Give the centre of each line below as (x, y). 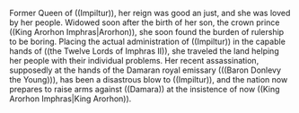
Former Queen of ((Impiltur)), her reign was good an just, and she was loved (150, 13)
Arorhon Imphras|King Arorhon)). (70, 99)
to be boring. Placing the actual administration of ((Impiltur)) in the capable (147, 41)
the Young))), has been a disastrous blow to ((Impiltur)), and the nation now (149, 79)
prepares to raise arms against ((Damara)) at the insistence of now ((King (145, 89)
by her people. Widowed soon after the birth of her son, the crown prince (145, 22)
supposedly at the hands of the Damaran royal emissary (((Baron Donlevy (145, 70)
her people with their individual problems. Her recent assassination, (134, 61)
